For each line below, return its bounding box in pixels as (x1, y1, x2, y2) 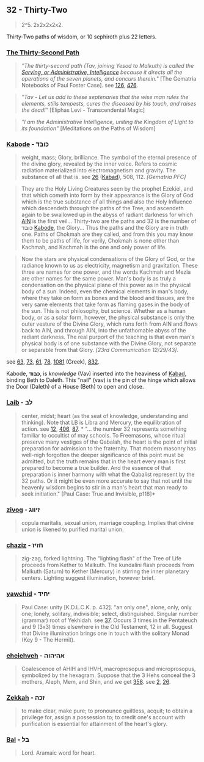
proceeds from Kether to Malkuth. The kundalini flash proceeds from (21, 562, 194, 569)
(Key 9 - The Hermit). (21, 636, 75, 643)
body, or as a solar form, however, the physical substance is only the (21, 314, 194, 321)
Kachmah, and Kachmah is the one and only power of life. (21, 244, 167, 251)
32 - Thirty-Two (6, 5, 68, 15)
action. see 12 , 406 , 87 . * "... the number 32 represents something (21, 425, 188, 433)
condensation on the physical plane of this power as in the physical (21, 281, 191, 289)
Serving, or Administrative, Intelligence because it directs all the (21, 68, 183, 76)
